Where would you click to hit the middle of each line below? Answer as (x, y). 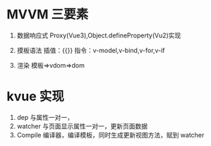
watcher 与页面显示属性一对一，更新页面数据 (82, 126)
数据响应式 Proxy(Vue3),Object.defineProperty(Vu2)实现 (99, 35)
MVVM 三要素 (48, 14)
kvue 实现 (35, 97)
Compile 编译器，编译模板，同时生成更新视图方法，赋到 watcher (110, 135)
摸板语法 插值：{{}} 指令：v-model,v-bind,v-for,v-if (91, 50)
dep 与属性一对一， (45, 117)
